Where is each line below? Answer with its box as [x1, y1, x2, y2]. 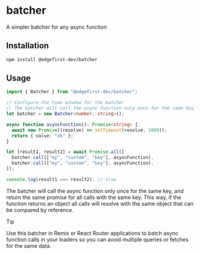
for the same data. [6, 242, 51, 249]
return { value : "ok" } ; [11, 133, 74, 139]
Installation [6, 41, 49, 51]
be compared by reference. [6, 206, 74, 213]
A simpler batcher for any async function [6, 23, 107, 30]
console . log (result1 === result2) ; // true [6, 176, 117, 182]
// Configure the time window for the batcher [6, 100, 125, 106]
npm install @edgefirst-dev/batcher [6, 56, 98, 63]
